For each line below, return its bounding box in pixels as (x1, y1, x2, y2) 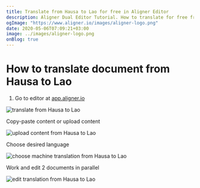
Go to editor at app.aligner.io (14, 94, 85, 101)
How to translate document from (6, 62, 170, 76)
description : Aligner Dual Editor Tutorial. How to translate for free (6, 14, 187, 20)
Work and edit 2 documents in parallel (6, 164, 99, 171)
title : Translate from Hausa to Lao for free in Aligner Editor (6, 8, 169, 15)
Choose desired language (6, 141, 70, 148)
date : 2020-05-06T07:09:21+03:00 (6, 25, 89, 32)
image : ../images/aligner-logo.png (6, 31, 95, 37)
